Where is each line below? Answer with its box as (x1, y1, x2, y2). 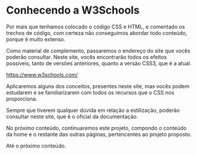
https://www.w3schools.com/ (6, 71, 78, 78)
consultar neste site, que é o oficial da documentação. (6, 113, 139, 120)
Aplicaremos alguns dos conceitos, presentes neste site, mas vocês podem (6, 82, 190, 89)
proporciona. (6, 95, 37, 102)
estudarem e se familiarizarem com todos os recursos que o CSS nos (6, 89, 175, 96)
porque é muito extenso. (6, 35, 66, 43)
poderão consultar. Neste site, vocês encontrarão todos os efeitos (6, 53, 167, 60)
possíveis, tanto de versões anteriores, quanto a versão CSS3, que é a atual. (6, 60, 192, 67)
